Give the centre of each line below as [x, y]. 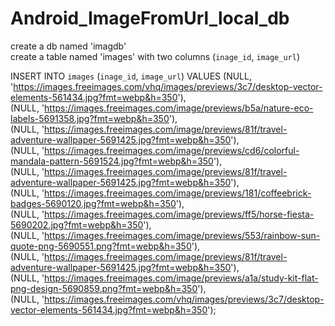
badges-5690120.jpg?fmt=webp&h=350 [93, 203]
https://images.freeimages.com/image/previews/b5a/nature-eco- [179, 108]
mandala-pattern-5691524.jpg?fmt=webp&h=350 [112, 161]
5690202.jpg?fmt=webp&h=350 [77, 224]
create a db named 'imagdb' [68, 46]
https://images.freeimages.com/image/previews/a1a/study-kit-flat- [181, 278]
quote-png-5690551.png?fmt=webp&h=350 [101, 246]
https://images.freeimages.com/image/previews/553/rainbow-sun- [182, 235]
